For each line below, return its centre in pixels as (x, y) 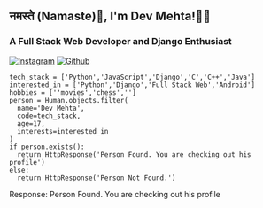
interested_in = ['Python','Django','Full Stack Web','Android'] (132, 85)
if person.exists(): (47, 147)
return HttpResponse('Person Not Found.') (97, 178)
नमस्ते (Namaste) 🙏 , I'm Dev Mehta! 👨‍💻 (110, 16)
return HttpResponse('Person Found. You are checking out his (134, 154)
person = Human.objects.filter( (69, 100)
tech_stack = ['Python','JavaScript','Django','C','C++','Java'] (132, 77)
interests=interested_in (63, 131)
